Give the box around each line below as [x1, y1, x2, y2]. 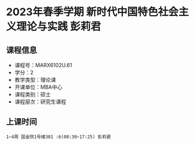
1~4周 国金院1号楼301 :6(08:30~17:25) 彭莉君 [6, 134, 111, 140]
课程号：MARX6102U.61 [14, 62, 72, 68]
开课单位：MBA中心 [14, 84, 63, 91]
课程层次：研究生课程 [14, 98, 66, 105]
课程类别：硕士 [14, 91, 51, 98]
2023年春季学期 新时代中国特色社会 [6, 5, 179, 19]
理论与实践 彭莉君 [16, 20, 101, 33]
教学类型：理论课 [14, 77, 56, 83]
